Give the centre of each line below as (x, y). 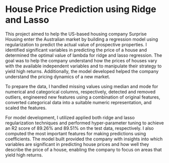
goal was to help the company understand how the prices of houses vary (81, 60)
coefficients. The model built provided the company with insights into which (84, 139)
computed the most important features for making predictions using (76, 133)
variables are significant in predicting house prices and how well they (77, 144)
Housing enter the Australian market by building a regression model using (82, 39)
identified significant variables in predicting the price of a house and (76, 50)
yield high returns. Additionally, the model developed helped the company (82, 71)
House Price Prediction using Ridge (81, 9)
